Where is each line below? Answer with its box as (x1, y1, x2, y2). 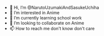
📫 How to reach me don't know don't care (9, 26, 95, 31)
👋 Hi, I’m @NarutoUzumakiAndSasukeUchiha (9, 5, 99, 10)
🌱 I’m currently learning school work (9, 15, 82, 20)
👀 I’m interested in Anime (9, 10, 59, 16)
